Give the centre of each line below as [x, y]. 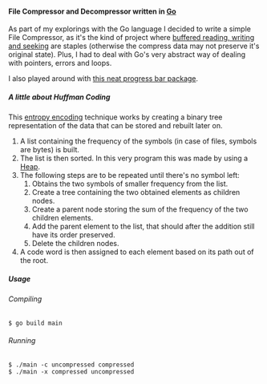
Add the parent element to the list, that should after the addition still [143, 226]
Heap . [30, 167]
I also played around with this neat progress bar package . [103, 79]
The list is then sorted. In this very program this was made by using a [134, 158]
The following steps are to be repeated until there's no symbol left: [130, 176]
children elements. [63, 218]
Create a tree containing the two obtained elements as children [136, 192]
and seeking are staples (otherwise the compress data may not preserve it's [134, 46]
